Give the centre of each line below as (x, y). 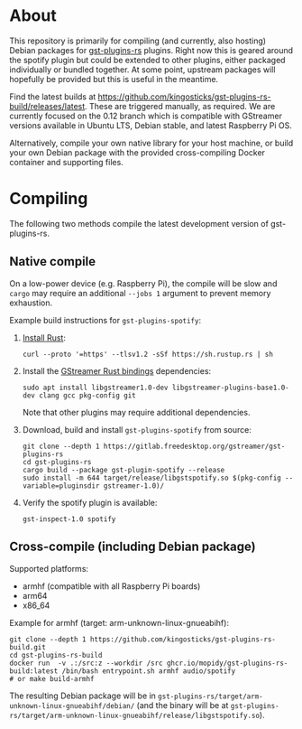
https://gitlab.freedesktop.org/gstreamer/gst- (194, 446)
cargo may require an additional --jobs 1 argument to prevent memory (140, 293)
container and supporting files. (66, 162)
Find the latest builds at (53, 97)
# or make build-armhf (52, 678)
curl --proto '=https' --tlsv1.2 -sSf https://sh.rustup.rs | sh (147, 354)
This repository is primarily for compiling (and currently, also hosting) (138, 41)
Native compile (53, 262)
